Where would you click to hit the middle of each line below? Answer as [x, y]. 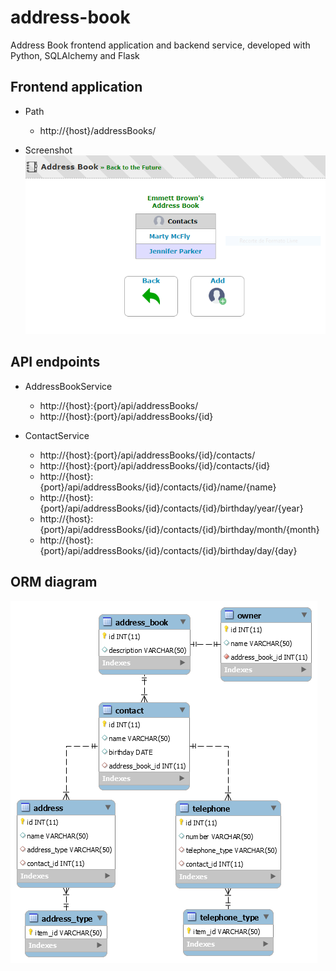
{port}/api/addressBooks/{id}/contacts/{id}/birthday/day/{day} [168, 550]
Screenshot [48, 150]
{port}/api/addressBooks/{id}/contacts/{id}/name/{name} [158, 487]
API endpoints [55, 362]
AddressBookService [68, 386]
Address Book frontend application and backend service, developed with [160, 45]
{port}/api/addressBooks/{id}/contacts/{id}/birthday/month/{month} [179, 529]
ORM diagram [54, 582]
